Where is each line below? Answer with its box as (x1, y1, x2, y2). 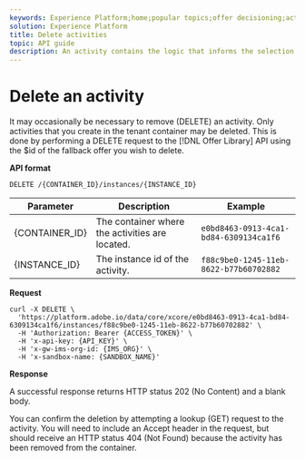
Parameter (26, 201, 74, 213)
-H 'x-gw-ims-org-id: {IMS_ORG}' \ (17, 345, 152, 354)
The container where (95, 215, 185, 228)
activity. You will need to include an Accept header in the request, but (9, 423, 270, 434)
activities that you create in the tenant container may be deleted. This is (9, 126, 277, 137)
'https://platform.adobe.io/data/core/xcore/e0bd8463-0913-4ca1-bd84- (17, 313, 290, 322)
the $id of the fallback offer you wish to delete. (9, 145, 184, 156)
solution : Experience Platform (9, 22, 128, 31)
